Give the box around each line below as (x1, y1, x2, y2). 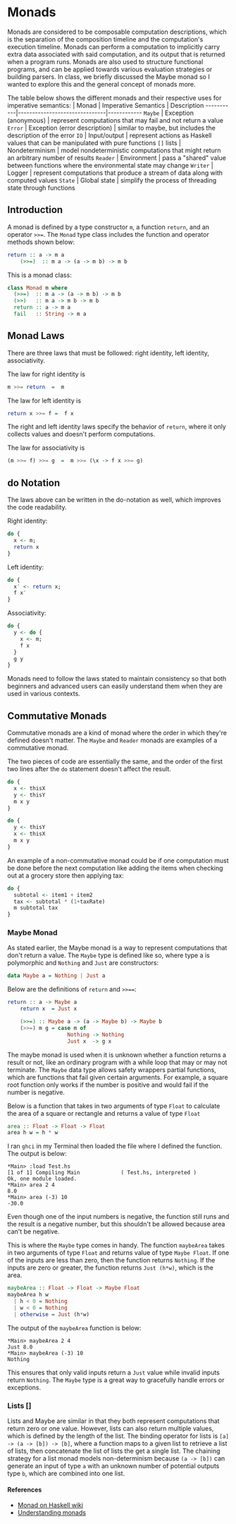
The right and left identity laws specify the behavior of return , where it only (7, 422, 227, 431)
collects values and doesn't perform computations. (7, 430, 156, 438)
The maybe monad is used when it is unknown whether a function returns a (7, 1050, 227, 1059)
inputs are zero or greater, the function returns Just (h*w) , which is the (7, 1263, 213, 1272)
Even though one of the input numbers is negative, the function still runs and (7, 1212, 230, 1221)
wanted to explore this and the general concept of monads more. (7, 80, 196, 88)
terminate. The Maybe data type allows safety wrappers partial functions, (7, 1065, 216, 1074)
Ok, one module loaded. (7, 1175, 77, 1183)
